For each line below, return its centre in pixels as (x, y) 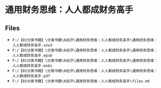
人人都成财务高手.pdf (31, 76)
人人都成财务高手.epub (32, 56)
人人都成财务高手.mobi (32, 66)
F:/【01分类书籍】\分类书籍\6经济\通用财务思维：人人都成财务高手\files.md (81, 81)
